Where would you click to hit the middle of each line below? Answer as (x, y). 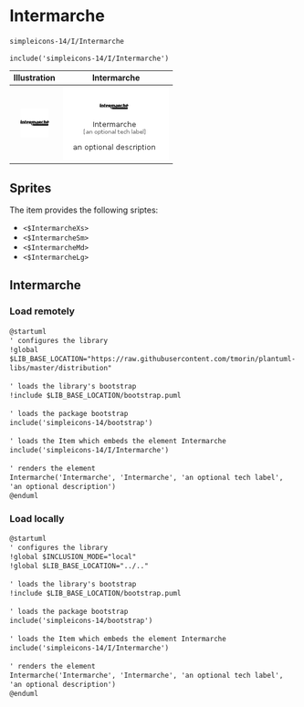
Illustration (35, 78)
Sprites (31, 188)
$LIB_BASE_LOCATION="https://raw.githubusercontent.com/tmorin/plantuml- (153, 359)
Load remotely (42, 311)
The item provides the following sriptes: (84, 210)
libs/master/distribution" (61, 368)
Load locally (37, 518)
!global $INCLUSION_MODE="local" (73, 556)
